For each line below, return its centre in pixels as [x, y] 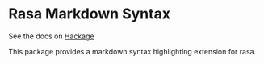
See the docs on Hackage [51, 36]
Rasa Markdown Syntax [90, 14]
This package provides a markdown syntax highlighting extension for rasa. [132, 51]
